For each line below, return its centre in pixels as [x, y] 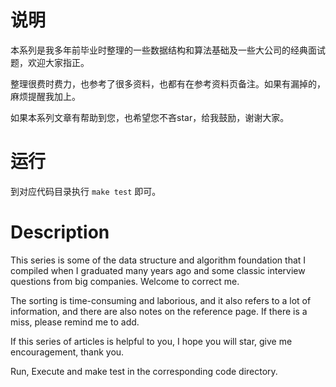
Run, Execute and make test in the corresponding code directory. [144, 371]
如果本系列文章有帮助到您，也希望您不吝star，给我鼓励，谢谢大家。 [150, 117]
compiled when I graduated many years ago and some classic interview [158, 270]
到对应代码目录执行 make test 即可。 [86, 191]
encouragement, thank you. [67, 352]
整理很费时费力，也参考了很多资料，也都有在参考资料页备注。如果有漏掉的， [168, 83]
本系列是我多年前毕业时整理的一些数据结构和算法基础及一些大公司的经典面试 [168, 50]
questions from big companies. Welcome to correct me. [125, 281]
